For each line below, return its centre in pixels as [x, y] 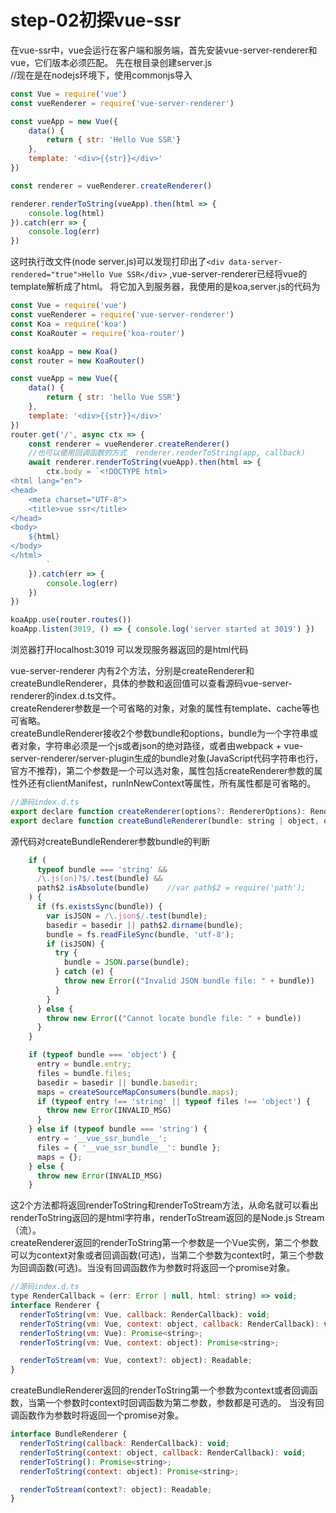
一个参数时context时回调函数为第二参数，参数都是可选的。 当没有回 [184, 1403]
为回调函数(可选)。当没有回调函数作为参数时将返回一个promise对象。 [153, 1268]
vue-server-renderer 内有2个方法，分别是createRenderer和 [132, 671]
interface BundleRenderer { [69, 1434]
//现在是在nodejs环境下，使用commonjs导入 [101, 75]
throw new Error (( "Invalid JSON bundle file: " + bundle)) [189, 981]
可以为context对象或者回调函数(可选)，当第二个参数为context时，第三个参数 [167, 1255]
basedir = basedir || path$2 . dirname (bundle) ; [145, 925]
